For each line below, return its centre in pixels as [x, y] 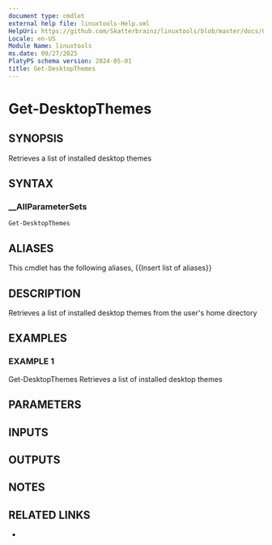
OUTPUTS [34, 459]
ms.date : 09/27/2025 [43, 54]
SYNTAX [31, 184]
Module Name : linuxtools [50, 46]
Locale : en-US [32, 39]
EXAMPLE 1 [32, 362]
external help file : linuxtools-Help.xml [79, 24]
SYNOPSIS [36, 139]
